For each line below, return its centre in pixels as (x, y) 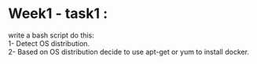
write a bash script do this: (51, 35)
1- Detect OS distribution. (49, 43)
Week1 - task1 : (58, 14)
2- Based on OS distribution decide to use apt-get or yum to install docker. (129, 52)
